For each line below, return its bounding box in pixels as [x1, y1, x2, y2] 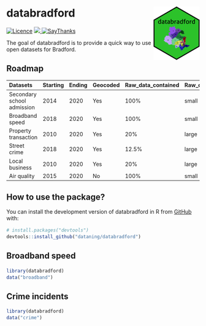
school [9, 97, 26, 104]
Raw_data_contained [124, 82, 180, 89]
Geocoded [93, 82, 120, 89]
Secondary [9, 90, 37, 98]
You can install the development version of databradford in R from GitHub [6, 208, 192, 215]
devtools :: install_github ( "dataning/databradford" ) [6, 233, 141, 239]
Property [9, 127, 32, 134]
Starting [42, 82, 64, 89]
